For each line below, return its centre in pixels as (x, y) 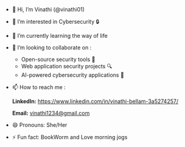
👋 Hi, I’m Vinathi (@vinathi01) (48, 9)
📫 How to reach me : (39, 87)
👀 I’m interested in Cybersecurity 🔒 (56, 22)
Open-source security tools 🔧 (58, 59)
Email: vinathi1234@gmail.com (51, 113)
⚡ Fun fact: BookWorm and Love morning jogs (70, 137)
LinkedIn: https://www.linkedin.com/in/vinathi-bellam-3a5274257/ (95, 101)
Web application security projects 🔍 (67, 66)
